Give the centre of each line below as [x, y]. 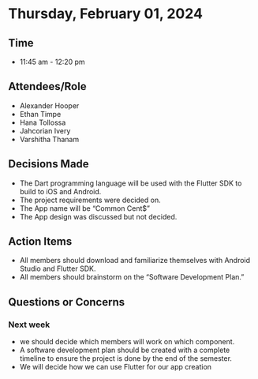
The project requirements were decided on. [90, 200]
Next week [29, 325]
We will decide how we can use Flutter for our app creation [115, 367]
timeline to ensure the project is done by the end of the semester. [126, 358]
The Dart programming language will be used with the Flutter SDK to [131, 183]
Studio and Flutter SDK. [58, 268]
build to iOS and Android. [60, 191]
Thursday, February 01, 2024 [106, 14]
